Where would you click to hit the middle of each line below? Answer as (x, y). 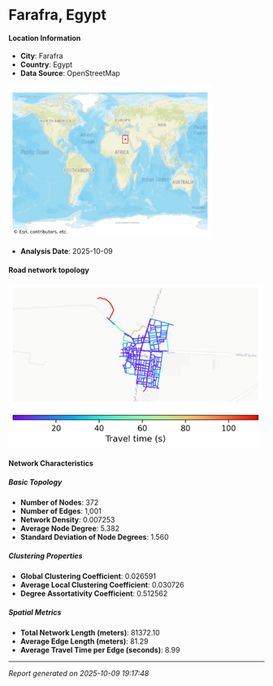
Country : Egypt (46, 65)
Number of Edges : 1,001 (61, 511)
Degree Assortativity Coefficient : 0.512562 (94, 594)
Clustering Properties (45, 556)
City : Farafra (41, 56)
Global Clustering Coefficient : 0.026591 (88, 576)
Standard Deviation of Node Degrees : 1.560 (94, 537)
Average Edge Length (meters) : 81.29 (84, 641)
